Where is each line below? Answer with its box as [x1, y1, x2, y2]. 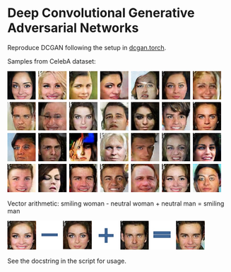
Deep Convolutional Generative [7, 5, 195, 21]
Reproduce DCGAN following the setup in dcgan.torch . [7, 43, 167, 52]
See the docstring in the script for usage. [7, 256, 127, 265]
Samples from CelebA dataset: [7, 57, 97, 65]
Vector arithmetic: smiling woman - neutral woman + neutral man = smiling [7, 199, 225, 208]
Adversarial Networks [7, 20, 139, 36]
